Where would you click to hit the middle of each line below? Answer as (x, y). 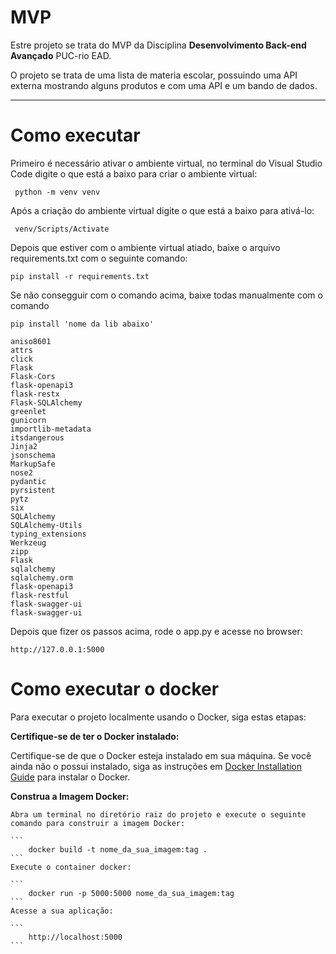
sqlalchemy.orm (42, 577)
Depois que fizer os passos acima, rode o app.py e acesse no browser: (156, 631)
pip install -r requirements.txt (80, 276)
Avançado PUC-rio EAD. (61, 55)
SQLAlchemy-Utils (46, 525)
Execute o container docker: (71, 867)
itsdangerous (37, 437)
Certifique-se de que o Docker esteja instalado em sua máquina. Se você (161, 755)
